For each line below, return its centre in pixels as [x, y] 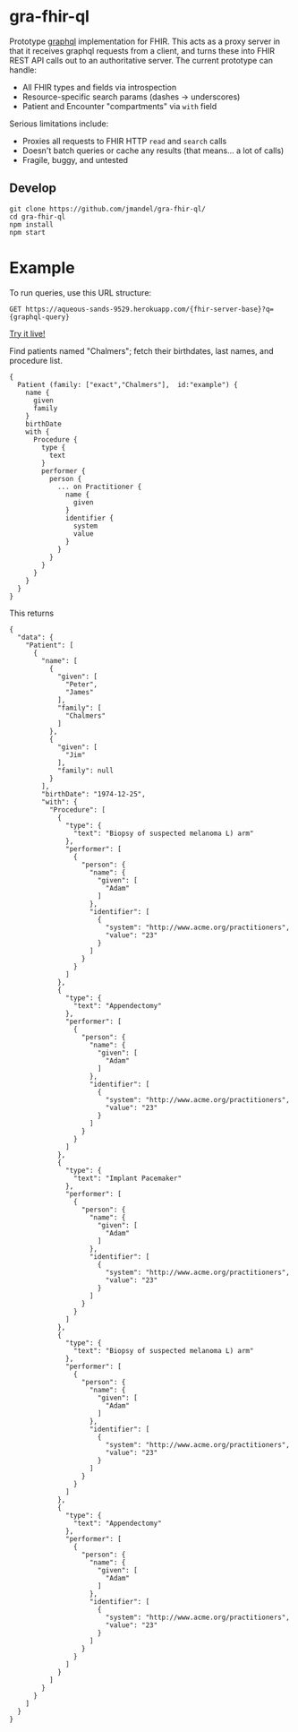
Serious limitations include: [59, 124]
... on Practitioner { [99, 487]
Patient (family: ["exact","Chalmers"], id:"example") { [128, 384]
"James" [80, 692]
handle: [23, 70]
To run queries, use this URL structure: [81, 292]
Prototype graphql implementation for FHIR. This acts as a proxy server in [145, 41]
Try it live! [28, 333]
